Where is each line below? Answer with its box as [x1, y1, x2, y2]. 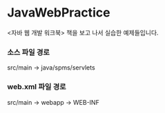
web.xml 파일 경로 [7, 82, 67, 92]
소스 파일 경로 [7, 47, 50, 56]
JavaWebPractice [7, 5, 110, 21]
